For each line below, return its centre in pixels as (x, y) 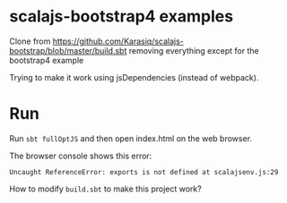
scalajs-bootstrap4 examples (122, 17)
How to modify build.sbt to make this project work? (105, 189)
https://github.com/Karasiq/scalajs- (118, 41)
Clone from (30, 41)
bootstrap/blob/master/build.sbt (68, 50)
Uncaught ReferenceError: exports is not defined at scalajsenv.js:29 (144, 172)
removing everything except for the (194, 50)
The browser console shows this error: (81, 156)
